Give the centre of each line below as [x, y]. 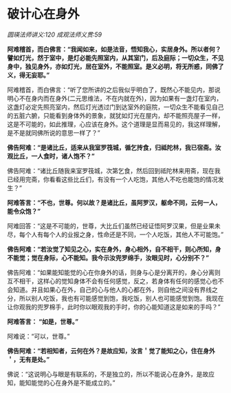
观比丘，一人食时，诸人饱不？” [51, 156]
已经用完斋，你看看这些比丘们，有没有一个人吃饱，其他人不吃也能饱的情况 [112, 179]
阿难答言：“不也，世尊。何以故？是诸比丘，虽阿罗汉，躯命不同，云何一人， [114, 202]
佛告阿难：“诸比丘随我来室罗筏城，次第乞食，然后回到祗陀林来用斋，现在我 [114, 170]
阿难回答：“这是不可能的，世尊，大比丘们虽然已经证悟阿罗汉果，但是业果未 [114, 225]
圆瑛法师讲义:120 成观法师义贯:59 [55, 34]
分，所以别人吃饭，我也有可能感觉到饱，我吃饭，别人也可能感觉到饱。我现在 [115, 298]
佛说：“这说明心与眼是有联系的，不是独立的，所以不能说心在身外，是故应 [111, 374]
